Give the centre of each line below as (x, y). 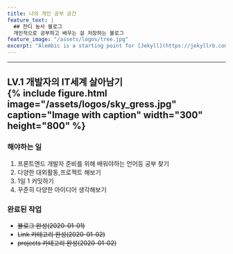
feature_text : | (31, 20)
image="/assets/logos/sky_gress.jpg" (92, 104)
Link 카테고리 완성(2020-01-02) (61, 234)
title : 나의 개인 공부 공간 (42, 14)
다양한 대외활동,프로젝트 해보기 (59, 172)
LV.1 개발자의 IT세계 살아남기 (65, 82)
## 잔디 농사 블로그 (38, 26)
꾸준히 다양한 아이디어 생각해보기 (62, 189)
